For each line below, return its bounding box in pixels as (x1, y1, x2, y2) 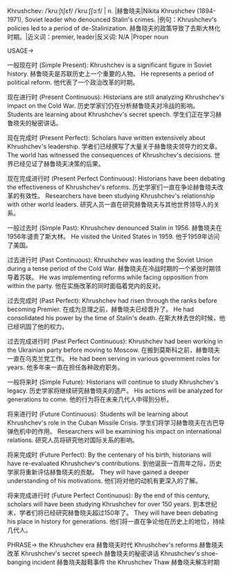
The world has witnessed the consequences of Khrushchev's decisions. (7, 151, 213, 159)
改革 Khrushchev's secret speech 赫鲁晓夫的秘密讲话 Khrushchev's (7, 549, 200, 557)
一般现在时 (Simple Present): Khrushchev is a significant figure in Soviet (7, 61, 213, 69)
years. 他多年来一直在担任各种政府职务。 (7, 363, 124, 371)
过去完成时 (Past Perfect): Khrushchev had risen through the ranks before (7, 297, 217, 304)
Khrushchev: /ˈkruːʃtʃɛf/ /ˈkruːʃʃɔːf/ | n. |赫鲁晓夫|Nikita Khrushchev (7, 7, 196, 15)
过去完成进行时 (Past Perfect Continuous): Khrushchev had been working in (7, 337, 223, 345)
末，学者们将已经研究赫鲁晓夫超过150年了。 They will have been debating (7, 509, 218, 517)
